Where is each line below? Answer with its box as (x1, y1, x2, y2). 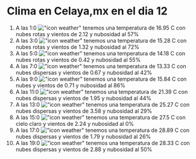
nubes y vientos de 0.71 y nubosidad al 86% (15, 81, 125, 89)
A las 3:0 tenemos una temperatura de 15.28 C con (15, 37, 187, 44)
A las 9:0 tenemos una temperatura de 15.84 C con (15, 75, 187, 83)
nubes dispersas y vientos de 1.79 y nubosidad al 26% (15, 132, 151, 140)
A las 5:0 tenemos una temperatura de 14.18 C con (15, 49, 186, 57)
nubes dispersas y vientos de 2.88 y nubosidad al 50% (15, 146, 153, 153)
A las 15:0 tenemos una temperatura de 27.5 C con (15, 113, 186, 121)
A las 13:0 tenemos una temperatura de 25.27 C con (15, 101, 190, 108)
